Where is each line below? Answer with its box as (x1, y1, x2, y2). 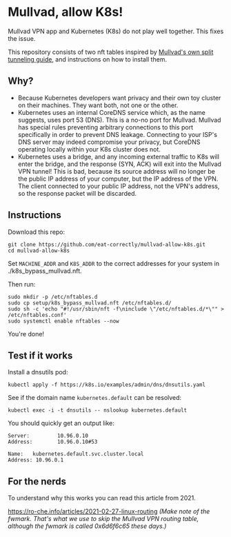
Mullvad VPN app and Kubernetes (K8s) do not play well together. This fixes (8, 27, 224, 35)
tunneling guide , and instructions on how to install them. (8, 55, 168, 63)
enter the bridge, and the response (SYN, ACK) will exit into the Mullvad (17, 160, 221, 168)
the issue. (8, 34, 36, 42)
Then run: (8, 280, 36, 288)
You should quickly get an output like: (8, 419, 114, 428)
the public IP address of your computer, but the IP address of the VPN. (17, 174, 219, 183)
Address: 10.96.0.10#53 (8, 439, 98, 446)
